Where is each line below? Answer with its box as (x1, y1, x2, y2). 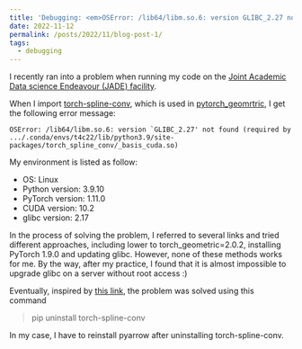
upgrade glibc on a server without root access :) (9, 268, 188, 279)
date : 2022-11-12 (9, 22, 75, 31)
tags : (9, 38, 30, 48)
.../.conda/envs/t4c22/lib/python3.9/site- (9, 133, 175, 142)
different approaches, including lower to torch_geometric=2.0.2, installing (9, 239, 281, 250)
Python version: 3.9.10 (22, 183, 105, 194)
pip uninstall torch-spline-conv (31, 312, 146, 324)
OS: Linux (22, 174, 58, 185)
